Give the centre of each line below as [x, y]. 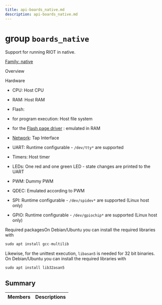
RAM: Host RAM [28, 100]
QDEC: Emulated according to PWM [48, 191]
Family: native [19, 61]
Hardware [15, 81]
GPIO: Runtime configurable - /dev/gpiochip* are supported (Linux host [85, 215]
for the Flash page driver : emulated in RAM [56, 128]
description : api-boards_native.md [41, 14]
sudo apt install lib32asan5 [35, 268]
